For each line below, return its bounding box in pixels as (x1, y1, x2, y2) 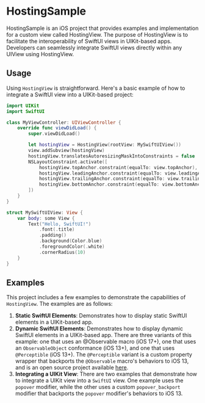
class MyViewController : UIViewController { (6, 119, 121, 126)
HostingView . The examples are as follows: (6, 300, 113, 308)
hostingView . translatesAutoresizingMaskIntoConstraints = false (28, 153, 195, 159)
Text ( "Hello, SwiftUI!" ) (28, 221, 92, 227)
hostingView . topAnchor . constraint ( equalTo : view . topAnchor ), (38, 164, 198, 170)
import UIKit (6, 103, 40, 109)
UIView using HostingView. (6, 50, 74, 57)
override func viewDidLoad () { (17, 125, 97, 131)
